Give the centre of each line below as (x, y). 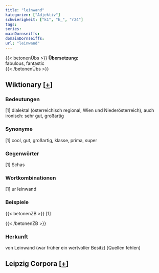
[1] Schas (15, 165)
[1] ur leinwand (21, 189)
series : (14, 29)
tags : (11, 24)
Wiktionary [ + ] (29, 85)
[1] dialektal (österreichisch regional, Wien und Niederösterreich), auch (80, 110)
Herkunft (17, 237)
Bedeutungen (22, 99)
